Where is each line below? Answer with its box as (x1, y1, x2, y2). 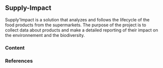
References (5, 57, 33, 64)
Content (5, 44, 25, 51)
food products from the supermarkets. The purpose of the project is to (5, 22, 146, 28)
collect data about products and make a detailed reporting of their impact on (5, 27, 158, 33)
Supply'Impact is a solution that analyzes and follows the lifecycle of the (5, 17, 150, 22)
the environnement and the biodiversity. (5, 32, 85, 38)
